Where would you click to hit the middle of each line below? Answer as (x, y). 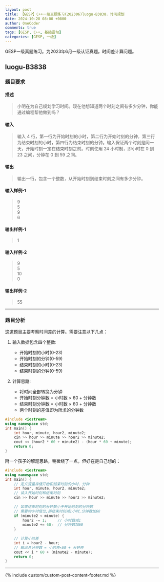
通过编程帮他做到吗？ (38, 112)
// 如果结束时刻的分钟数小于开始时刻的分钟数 (53, 507)
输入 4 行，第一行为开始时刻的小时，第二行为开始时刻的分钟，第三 (84, 136)
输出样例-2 (16, 291)
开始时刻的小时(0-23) (41, 352)
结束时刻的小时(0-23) (41, 364)
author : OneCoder (23, 23)
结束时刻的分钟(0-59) (41, 371)
